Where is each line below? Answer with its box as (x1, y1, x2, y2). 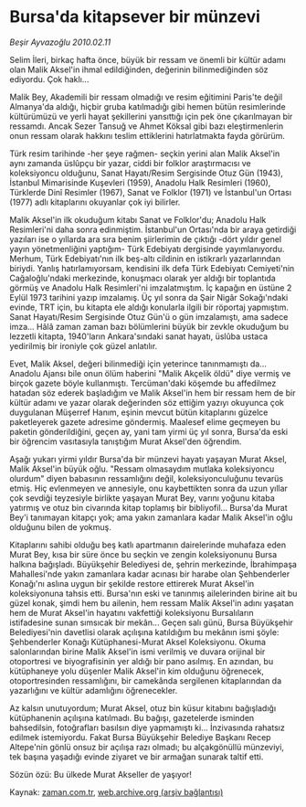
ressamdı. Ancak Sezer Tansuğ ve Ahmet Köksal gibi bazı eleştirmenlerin (9, 121, 284, 132)
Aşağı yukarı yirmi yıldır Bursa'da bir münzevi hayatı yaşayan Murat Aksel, (9, 453, 288, 464)
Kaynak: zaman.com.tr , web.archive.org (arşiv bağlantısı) (9, 786, 224, 797)
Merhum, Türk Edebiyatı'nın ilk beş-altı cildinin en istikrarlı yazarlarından (9, 253, 281, 264)
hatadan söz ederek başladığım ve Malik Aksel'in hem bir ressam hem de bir (9, 387, 296, 398)
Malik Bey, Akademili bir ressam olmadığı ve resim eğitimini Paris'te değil (9, 91, 283, 102)
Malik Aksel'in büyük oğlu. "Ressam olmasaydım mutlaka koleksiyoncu (9, 463, 275, 474)
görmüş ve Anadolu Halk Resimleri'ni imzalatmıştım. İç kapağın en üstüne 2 (9, 281, 292, 293)
